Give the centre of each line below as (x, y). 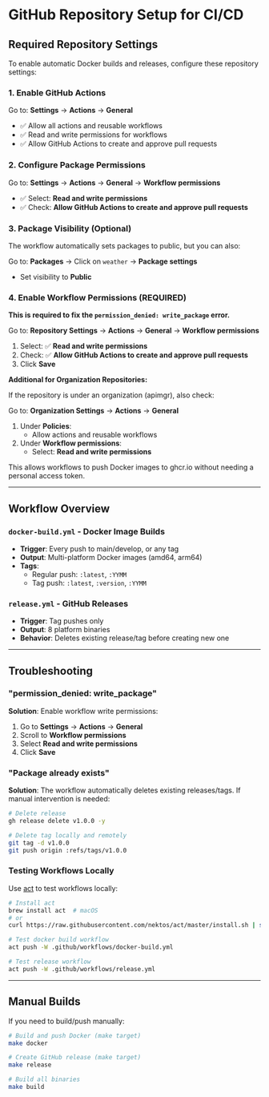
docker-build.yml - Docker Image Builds (87, 531)
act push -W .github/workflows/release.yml (82, 969)
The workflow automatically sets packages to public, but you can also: (124, 245)
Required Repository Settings (83, 44)
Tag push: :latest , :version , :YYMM (89, 583)
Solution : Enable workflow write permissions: (83, 711)
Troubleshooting (51, 671)
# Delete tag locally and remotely (68, 835)
